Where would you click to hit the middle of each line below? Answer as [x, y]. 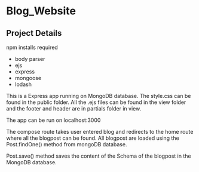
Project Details [34, 33]
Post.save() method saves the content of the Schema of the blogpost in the [99, 156]
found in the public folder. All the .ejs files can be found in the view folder [96, 102]
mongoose [28, 78]
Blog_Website [41, 11]
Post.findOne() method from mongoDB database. [67, 144]
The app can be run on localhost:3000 [53, 120]
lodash [23, 84]
